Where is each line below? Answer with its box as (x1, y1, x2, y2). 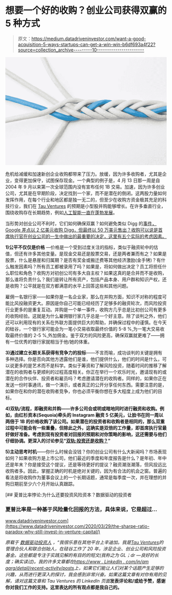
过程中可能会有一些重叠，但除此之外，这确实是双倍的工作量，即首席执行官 (5, 425, 162, 431)
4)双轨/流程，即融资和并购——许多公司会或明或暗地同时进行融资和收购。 (5, 405, 160, 411)
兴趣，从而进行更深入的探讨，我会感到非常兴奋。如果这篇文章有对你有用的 (5, 571, 162, 578)
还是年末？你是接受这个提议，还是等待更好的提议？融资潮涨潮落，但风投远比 (5, 461, 167, 467)
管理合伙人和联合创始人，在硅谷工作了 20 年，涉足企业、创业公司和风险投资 (5, 546, 166, 552)
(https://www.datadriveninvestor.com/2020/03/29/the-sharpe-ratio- (5, 523, 150, 530)
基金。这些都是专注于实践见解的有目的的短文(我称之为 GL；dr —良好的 (5, 552, 155, 558)
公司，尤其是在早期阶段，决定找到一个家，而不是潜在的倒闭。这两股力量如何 (5, 190, 167, 196)
